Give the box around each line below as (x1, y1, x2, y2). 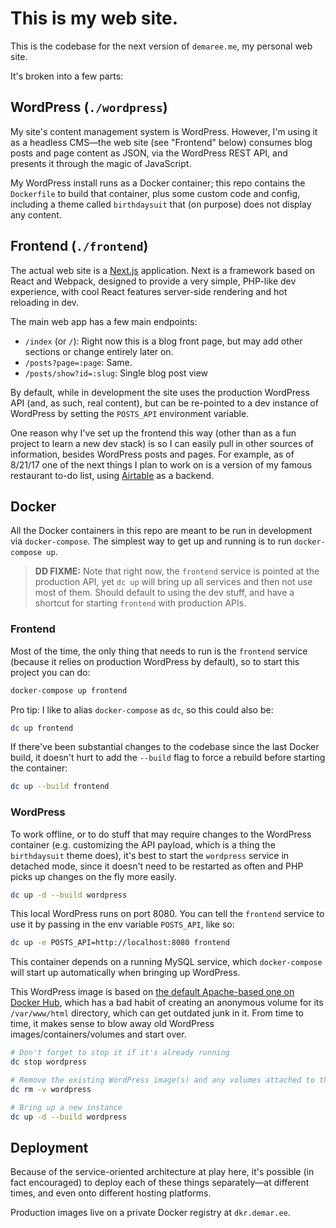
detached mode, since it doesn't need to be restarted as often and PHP (10, 860, 304, 872)
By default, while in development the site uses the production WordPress (10, 386, 310, 398)
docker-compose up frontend (10, 685, 128, 696)
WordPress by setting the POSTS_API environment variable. (10, 407, 250, 419)
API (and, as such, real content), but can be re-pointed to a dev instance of (10, 397, 319, 409)
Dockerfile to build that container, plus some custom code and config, (10, 187, 301, 199)
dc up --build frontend (10, 782, 110, 792)
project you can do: (10, 666, 91, 678)
